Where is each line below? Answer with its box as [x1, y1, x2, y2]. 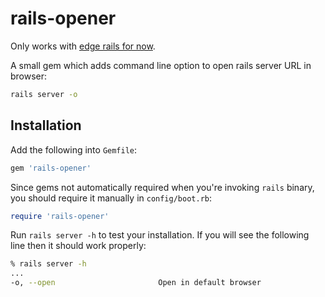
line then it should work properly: [10, 240, 147, 252]
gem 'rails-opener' [10, 163, 92, 173]
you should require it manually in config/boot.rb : [10, 192, 213, 204]
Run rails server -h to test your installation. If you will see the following [10, 229, 310, 241]
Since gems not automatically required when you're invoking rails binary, [10, 181, 315, 193]
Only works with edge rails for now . [10, 40, 156, 52]
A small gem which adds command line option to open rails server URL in [10, 59, 312, 71]
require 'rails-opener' [10, 211, 110, 221]
